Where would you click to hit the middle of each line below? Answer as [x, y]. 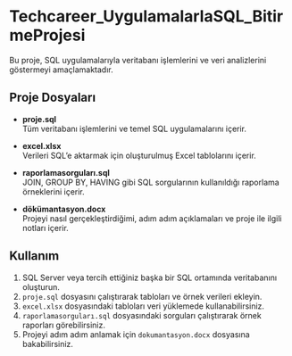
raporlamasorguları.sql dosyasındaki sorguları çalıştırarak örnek [142, 315]
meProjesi [47, 35]
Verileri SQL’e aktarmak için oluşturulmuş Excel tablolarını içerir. [139, 155]
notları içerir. [45, 228]
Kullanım [34, 256]
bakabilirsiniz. [48, 344]
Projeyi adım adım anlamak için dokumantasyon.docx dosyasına [136, 334]
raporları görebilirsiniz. [63, 325]
